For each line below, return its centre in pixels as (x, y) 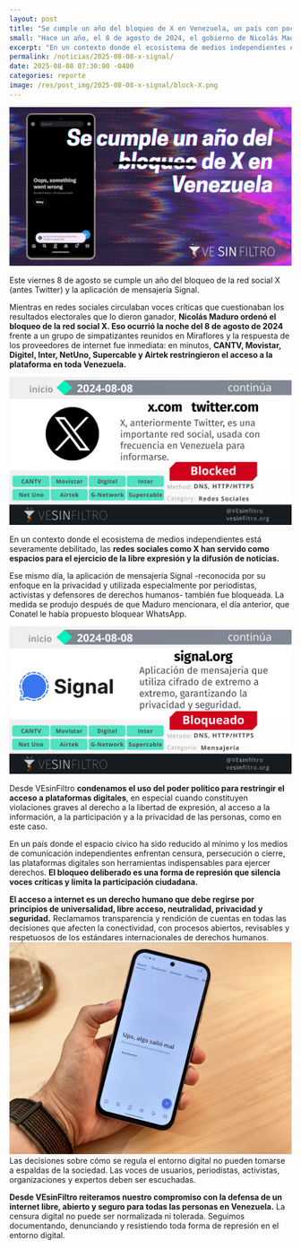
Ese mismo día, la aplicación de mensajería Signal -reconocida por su (138, 575)
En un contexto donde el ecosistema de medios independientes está (136, 539)
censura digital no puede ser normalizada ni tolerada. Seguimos (127, 1216)
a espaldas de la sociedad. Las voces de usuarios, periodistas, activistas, (145, 1170)
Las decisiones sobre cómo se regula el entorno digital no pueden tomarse (147, 1160)
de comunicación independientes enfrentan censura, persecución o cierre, (147, 853)
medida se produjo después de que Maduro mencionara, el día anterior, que (149, 604)
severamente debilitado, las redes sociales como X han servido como (140, 548)
